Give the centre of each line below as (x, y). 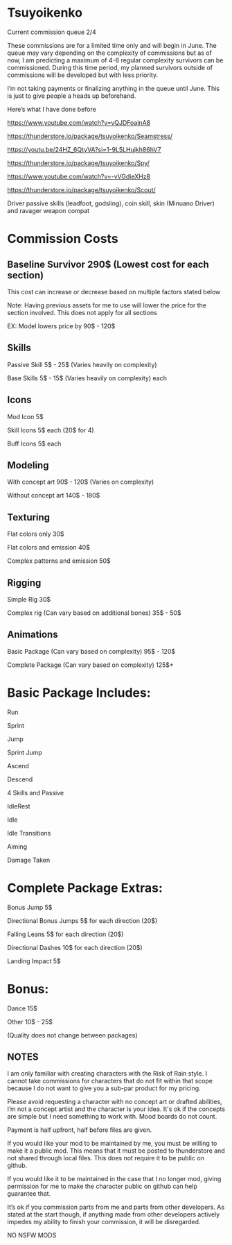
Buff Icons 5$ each (34, 443)
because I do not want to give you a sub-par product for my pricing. (104, 1088)
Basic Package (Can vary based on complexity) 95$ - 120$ (91, 651)
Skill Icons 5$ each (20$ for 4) (51, 430)
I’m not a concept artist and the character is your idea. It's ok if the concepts (116, 1109)
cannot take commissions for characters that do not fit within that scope (110, 1081)
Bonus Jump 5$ (30, 907)
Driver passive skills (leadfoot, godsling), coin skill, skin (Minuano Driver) (111, 203)
